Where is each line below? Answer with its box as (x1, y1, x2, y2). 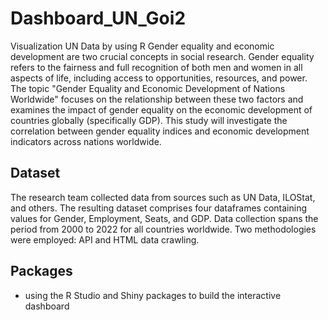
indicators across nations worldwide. (10, 135, 162, 147)
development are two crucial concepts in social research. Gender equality (10, 50, 315, 62)
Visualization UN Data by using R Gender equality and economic (10, 40, 275, 52)
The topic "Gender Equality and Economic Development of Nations (10, 82, 286, 94)
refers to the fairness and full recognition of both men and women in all (10, 61, 303, 73)
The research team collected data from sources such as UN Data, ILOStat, (10, 191, 316, 203)
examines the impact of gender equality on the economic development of (10, 103, 313, 116)
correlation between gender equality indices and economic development (10, 125, 310, 137)
